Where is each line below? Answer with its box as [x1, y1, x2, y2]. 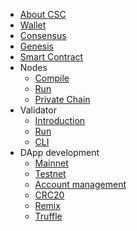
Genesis [19, 40, 55, 52]
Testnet [34, 168, 67, 179]
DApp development [19, 147, 100, 158]
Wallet [19, 19, 47, 31]
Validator [19, 104, 57, 116]
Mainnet [34, 157, 69, 169]
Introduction [34, 115, 86, 126]
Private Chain [34, 94, 91, 105]
